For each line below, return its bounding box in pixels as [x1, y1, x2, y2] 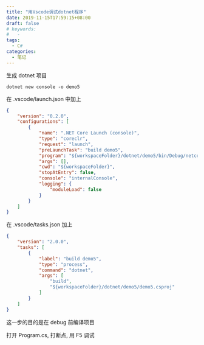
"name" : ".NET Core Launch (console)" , [38, 130, 140, 136]
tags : [6, 37, 20, 43]
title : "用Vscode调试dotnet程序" [6, 9, 86, 15]
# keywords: [6, 26, 36, 32]
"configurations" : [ [17, 119, 69, 125]
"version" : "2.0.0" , [17, 239, 69, 245]
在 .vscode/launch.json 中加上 [6, 95, 81, 102]
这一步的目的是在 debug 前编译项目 [6, 318, 95, 326]
